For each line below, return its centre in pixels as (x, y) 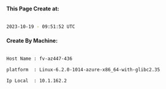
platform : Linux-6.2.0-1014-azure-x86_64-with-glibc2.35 (83, 70)
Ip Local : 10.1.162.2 (37, 81)
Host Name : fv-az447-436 (39, 59)
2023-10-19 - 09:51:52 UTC (41, 27)
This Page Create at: (33, 9)
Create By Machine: (32, 40)
